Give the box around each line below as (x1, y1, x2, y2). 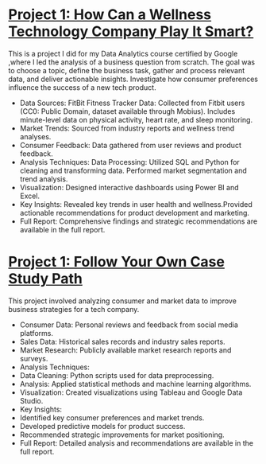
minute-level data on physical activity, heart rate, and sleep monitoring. (19, 115, 253, 124)
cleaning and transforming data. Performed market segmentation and (19, 166, 248, 175)
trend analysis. (19, 174, 68, 184)
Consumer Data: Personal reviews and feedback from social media (19, 320, 238, 329)
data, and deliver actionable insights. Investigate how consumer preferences (8, 74, 259, 84)
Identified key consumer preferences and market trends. (19, 412, 205, 423)
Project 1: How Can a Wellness (8, 6, 212, 24)
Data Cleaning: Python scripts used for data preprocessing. (19, 370, 214, 380)
